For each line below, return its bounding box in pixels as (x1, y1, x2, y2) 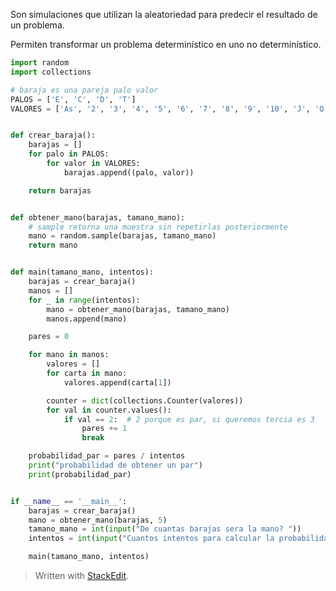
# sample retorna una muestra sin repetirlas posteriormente (28, 222, 288, 232)
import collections (10, 67, 92, 77)
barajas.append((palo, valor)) (63, 167, 195, 178)
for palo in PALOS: (28, 149, 110, 159)
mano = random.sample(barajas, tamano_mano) (28, 231, 217, 241)
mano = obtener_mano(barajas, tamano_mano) (46, 304, 230, 314)
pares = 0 (28, 332, 70, 342)
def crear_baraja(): (10, 130, 97, 141)
